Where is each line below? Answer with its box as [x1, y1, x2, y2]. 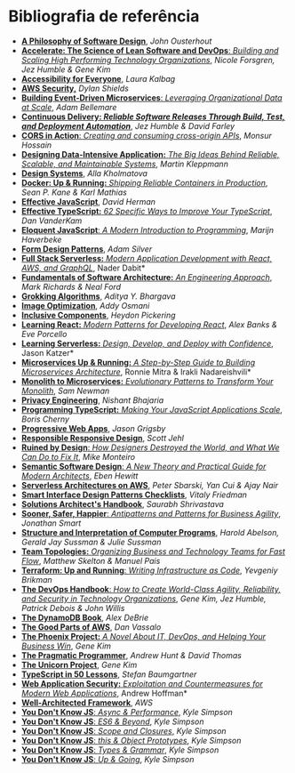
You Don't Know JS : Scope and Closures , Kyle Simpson [20, 725, 227, 736]
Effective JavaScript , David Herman [20, 196, 156, 206]
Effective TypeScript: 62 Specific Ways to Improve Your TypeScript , [20, 205, 273, 216]
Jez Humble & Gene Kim [20, 64, 111, 75]
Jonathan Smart [20, 518, 82, 528]
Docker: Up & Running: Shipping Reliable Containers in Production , [20, 177, 268, 188]
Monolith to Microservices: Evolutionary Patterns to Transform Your [20, 375, 274, 386]
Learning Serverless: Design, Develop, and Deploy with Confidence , [20, 338, 275, 349]
